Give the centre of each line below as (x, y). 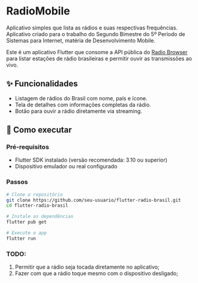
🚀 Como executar (39, 130)
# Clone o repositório (34, 194)
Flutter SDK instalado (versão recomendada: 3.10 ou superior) (91, 160)
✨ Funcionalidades (42, 84)
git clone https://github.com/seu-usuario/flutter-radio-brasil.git (94, 200)
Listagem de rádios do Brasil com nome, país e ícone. (81, 98)
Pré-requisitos (28, 147)
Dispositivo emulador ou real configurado (66, 166)
